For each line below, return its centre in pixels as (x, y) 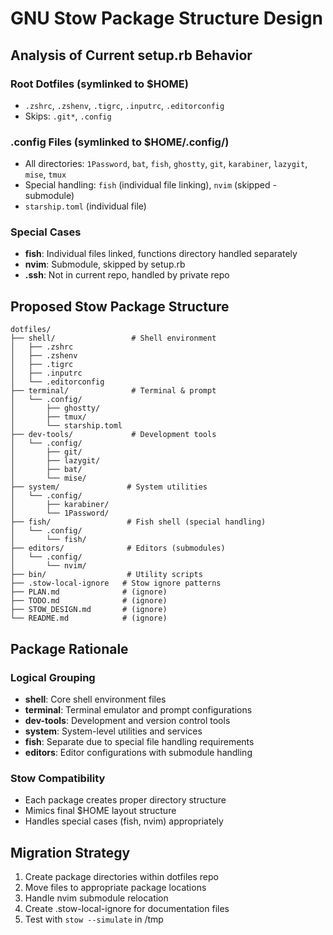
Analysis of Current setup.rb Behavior (131, 55)
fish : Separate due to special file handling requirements (139, 741)
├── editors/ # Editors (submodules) (118, 548)
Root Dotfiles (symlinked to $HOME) (99, 84)
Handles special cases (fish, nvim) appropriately (124, 821)
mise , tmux (45, 174)
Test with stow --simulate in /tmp (94, 919)
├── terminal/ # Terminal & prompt (113, 391)
